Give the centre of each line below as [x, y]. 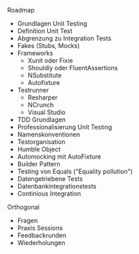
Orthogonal [23, 207]
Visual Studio [47, 112]
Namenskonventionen [49, 134]
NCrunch [41, 105]
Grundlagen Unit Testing [52, 23]
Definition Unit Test [45, 31]
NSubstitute [44, 75]
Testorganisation [41, 142]
